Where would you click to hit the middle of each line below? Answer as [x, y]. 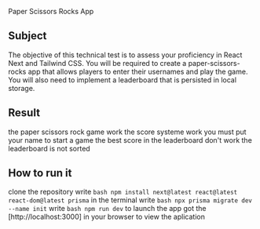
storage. [22, 88]
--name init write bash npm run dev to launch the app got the [107, 209]
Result [24, 113]
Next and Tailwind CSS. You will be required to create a [97, 63]
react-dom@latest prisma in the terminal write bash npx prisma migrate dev [130, 200]
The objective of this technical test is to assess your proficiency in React [125, 55]
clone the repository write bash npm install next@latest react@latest [123, 192]
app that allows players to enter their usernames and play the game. [138, 71]
